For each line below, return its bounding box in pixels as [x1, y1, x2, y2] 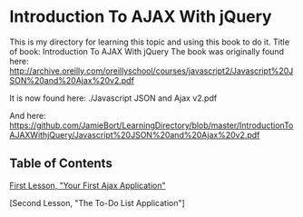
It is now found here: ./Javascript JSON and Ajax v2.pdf [9, 93, 218, 104]
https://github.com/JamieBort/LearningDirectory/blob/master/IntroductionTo [9, 120, 294, 131]
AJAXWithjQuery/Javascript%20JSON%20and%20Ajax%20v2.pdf [9, 129, 260, 140]
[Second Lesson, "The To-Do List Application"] [9, 197, 186, 208]
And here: [9, 110, 47, 121]
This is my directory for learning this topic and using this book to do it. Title [9, 36, 290, 47]
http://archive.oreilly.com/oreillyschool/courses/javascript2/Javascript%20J [9, 65, 294, 76]
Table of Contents [9, 156, 113, 172]
